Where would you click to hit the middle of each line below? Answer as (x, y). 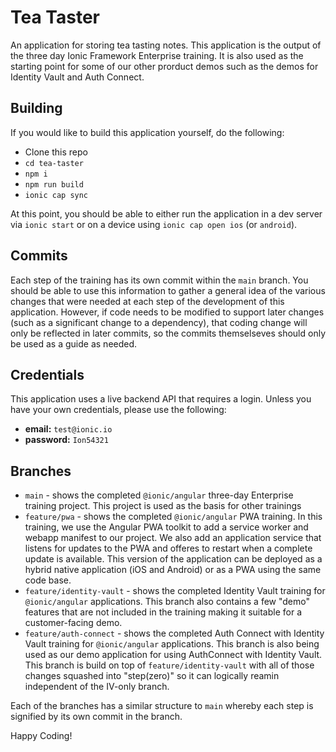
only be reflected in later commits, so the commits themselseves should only (168, 333)
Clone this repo (56, 152)
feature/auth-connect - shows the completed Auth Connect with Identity (174, 633)
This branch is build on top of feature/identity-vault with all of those (169, 665)
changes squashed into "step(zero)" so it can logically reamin (152, 676)
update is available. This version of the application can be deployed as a (173, 559)
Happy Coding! (41, 736)
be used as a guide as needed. (74, 343)
